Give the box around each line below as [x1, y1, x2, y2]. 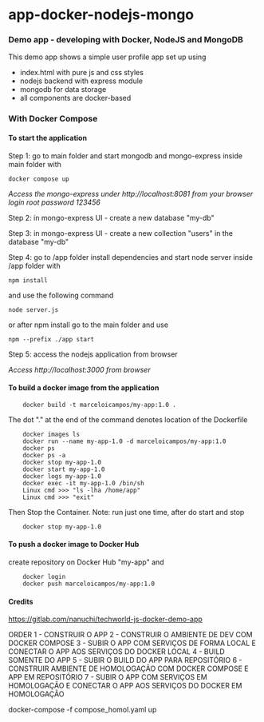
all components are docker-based [19, 94, 132, 103]
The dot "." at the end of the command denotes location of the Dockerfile [8, 414, 248, 425]
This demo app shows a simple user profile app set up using [8, 52, 207, 62]
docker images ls [22, 430, 81, 438]
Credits [8, 596, 33, 606]
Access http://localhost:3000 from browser [8, 365, 151, 374]
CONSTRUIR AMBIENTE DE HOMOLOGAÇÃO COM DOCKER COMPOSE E [8, 664, 249, 673]
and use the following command [8, 290, 114, 300]
